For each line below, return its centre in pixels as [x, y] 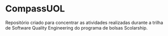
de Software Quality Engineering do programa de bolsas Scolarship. [76, 27]
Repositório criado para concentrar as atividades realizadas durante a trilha [84, 22]
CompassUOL [35, 9]
